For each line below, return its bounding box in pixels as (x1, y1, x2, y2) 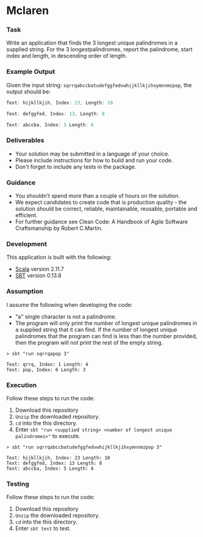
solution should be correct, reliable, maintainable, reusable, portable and (15, 205, 198, 212)
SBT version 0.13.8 (15, 272, 62, 279)
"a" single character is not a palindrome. (15, 312, 117, 320)
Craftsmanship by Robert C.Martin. (15, 225, 103, 232)
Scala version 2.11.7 (15, 265, 64, 273)
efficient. (15, 212, 38, 218)
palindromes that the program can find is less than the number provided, (15, 332, 198, 339)
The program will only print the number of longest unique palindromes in (15, 319, 198, 326)
